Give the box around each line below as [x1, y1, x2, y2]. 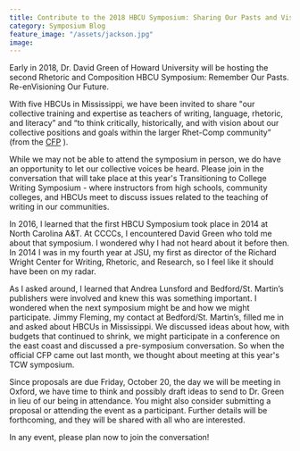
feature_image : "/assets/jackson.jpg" [9, 29, 154, 38]
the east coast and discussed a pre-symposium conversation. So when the [9, 340, 285, 351]
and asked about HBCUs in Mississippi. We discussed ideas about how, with [9, 322, 290, 332]
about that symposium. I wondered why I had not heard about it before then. [9, 238, 290, 248]
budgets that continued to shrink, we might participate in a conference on [9, 331, 280, 342]
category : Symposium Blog [9, 21, 105, 30]
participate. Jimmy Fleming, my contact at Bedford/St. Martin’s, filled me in [9, 312, 284, 322]
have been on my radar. [9, 266, 96, 277]
